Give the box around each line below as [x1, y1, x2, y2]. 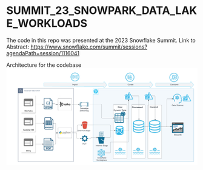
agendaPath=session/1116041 [6, 49, 80, 56]
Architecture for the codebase [6, 61, 82, 69]
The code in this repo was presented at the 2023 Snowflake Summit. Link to [6, 36, 196, 44]
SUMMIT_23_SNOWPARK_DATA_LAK [6, 4, 198, 18]
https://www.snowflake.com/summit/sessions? [30, 43, 147, 50]
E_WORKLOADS [6, 16, 88, 30]
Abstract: [6, 43, 29, 50]
